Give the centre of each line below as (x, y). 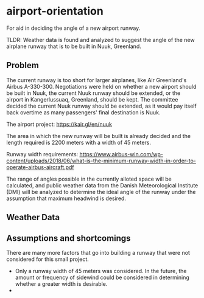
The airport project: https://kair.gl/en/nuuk (59, 124)
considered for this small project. (48, 259)
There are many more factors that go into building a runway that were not (98, 252)
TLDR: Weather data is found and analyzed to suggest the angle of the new (100, 40)
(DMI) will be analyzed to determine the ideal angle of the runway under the (101, 192)
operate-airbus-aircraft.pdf (40, 167)
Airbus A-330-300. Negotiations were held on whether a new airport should (101, 86)
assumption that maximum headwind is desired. (66, 198)
